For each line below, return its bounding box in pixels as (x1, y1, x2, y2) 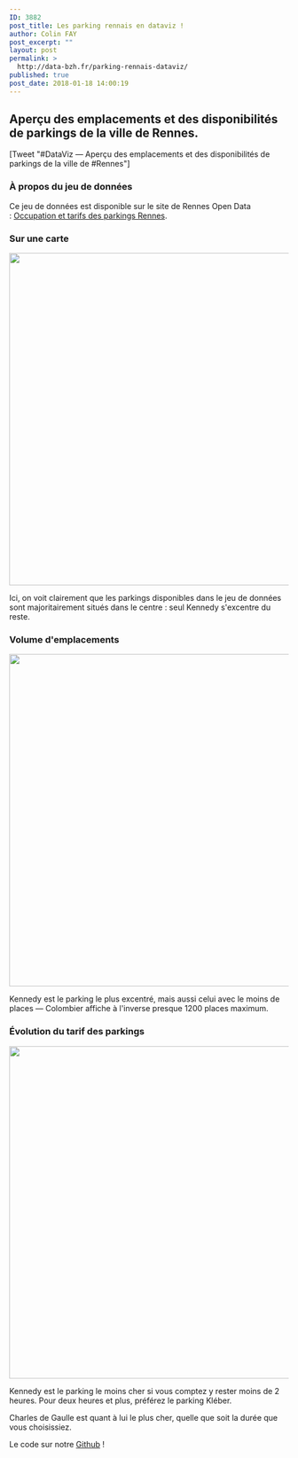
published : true (9, 71, 69, 80)
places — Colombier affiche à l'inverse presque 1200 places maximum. (9, 1003, 269, 1014)
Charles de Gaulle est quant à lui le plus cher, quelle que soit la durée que (9, 1412, 278, 1423)
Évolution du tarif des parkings (9, 1025, 145, 1038)
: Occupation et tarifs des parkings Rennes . (9, 210, 168, 221)
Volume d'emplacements (9, 633, 120, 645)
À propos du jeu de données (9, 181, 133, 193)
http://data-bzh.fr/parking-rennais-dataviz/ (17, 63, 189, 72)
